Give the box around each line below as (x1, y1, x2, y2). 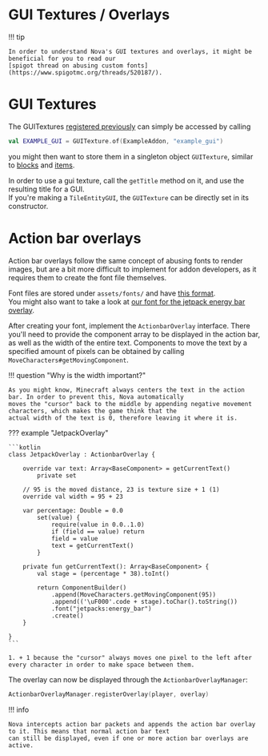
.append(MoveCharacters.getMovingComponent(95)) (50, 590, 217, 598)
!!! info (8, 705, 30, 714)
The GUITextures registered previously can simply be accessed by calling (8, 122, 251, 131)
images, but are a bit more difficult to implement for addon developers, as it (8, 264, 257, 274)
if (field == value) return (50, 527, 146, 536)
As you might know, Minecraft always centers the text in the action (8, 386, 246, 394)
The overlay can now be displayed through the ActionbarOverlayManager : (8, 674, 248, 684)
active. (8, 741, 34, 750)
